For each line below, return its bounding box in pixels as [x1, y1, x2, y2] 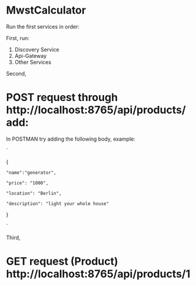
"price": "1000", [6, 180, 49, 186]
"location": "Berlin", [6, 190, 62, 196]
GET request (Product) [6, 255, 119, 268]
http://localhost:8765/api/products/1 [6, 267, 191, 281]
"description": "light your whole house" [6, 200, 109, 207]
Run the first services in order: [6, 23, 80, 30]
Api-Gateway [14, 52, 47, 59]
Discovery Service [14, 45, 59, 53]
